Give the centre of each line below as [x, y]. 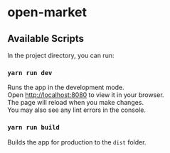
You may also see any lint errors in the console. [76, 110]
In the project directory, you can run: [61, 55]
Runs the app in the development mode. [66, 87]
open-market [47, 12]
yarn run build [34, 127]
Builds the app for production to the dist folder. [77, 142]
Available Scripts [46, 39]
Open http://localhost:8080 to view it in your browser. [86, 95]
